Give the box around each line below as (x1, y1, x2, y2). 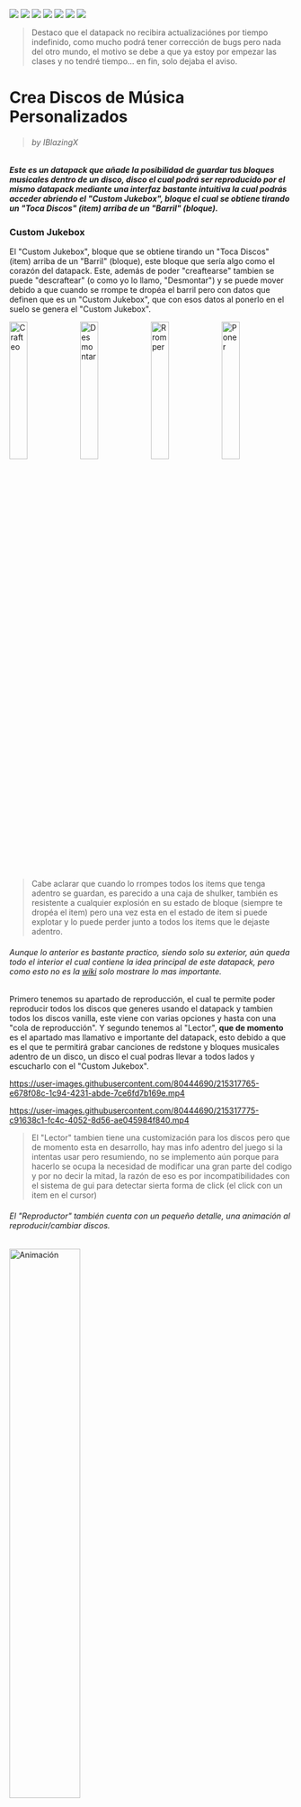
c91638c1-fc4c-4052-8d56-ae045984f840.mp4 (9, 1115, 190, 1126)
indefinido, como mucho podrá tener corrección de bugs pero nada (31, 37, 281, 47)
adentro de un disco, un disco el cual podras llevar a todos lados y (9, 1051, 255, 1063)
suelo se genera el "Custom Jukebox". (9, 304, 151, 315)
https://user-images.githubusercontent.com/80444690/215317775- (9, 1105, 260, 1117)
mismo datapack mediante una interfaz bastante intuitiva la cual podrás (9, 184, 288, 195)
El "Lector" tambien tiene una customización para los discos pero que (31, 1132, 290, 1144)
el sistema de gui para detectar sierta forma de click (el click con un (31, 1181, 283, 1191)
